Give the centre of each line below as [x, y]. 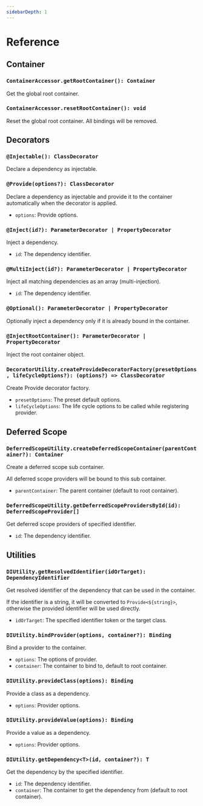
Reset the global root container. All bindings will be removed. [82, 121]
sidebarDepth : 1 [27, 12]
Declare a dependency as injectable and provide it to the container [89, 196]
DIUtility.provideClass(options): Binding [70, 681]
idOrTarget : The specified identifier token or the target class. [91, 620]
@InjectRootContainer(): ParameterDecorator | [76, 336]
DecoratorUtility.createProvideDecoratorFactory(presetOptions [101, 369]
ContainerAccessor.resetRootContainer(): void [76, 108]
